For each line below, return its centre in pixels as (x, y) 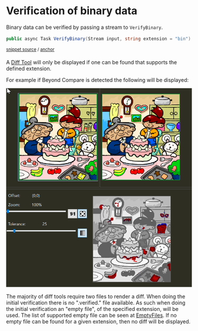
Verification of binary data (72, 11)
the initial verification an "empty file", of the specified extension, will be (92, 309)
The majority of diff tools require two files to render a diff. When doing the (96, 297)
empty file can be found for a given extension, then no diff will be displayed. (98, 322)
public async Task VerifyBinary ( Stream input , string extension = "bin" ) (99, 39)
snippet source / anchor (30, 49)
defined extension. (29, 68)
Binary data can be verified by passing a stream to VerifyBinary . (85, 27)
